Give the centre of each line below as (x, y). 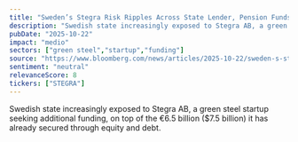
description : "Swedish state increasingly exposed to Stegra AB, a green (149, 26)
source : (24, 59)
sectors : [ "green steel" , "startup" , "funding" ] (97, 51)
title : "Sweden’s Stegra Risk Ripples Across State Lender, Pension (138, 17)
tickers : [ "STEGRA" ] (47, 83)
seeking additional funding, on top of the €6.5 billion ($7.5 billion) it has (139, 118)
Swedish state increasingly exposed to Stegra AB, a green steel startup (139, 108)
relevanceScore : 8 (43, 75)
